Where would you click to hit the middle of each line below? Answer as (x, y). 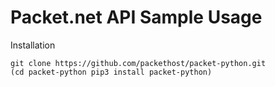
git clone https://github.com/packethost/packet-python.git (138, 63)
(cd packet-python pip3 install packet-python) (111, 72)
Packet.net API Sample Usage (136, 17)
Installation (33, 45)
